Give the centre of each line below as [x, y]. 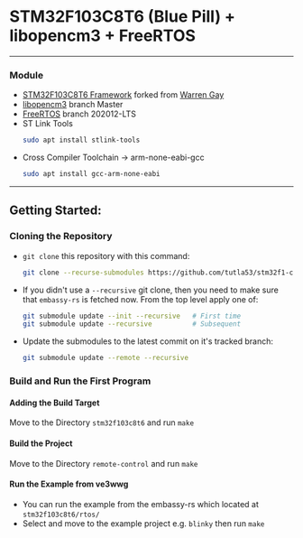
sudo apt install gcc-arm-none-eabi [91, 174]
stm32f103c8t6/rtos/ [61, 515]
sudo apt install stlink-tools [81, 140]
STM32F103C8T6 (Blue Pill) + [123, 17]
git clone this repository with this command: [106, 255]
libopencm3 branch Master [73, 105]
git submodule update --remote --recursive [106, 358]
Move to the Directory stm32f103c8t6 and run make [102, 422]
